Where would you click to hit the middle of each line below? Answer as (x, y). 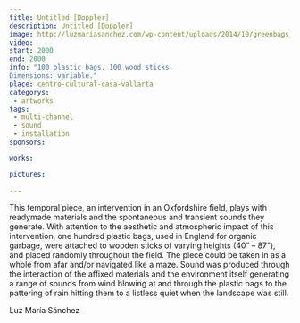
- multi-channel (43, 117)
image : (21, 34)
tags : (19, 109)
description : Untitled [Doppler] (71, 26)
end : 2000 (28, 59)
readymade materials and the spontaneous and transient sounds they (137, 217)
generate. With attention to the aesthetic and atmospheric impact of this (142, 227)
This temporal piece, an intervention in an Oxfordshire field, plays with (138, 208)
